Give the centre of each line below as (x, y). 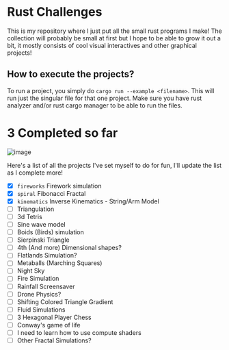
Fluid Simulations (41, 310)
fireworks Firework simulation (59, 186)
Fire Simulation (38, 279)
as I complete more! (35, 173)
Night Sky (31, 271)
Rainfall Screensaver (46, 286)
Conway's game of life (49, 325)
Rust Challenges (55, 12)
